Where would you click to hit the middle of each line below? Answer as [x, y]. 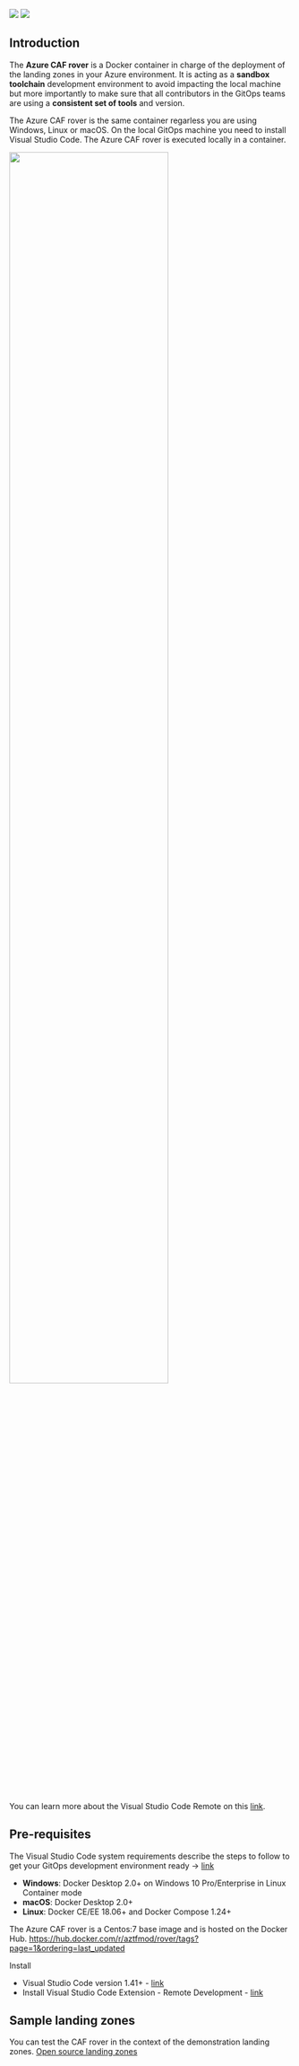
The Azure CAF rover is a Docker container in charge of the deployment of [147, 65]
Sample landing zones [73, 2021]
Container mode [52, 1892]
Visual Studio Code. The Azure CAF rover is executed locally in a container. [148, 139]
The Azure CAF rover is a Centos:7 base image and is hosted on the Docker [149, 1929]
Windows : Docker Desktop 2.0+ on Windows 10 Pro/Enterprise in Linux [154, 1883]
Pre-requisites [50, 1835]
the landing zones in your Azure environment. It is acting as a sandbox [140, 74]
